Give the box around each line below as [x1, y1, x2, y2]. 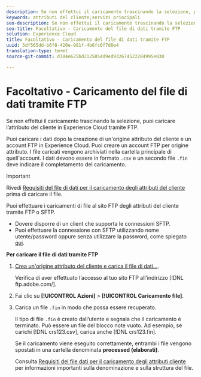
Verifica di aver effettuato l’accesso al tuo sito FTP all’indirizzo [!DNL [14, 274, 184, 281]
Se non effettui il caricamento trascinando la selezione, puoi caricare [6, 117, 175, 124]
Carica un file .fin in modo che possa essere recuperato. [14, 304, 157, 311]
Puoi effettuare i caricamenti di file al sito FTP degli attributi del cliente [6, 202, 179, 209]
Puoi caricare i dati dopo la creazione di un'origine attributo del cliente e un [6, 135, 191, 142]
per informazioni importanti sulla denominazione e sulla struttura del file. [14, 364, 194, 371]
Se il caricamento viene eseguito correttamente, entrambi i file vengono [14, 340, 192, 347]
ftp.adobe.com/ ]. [14, 280, 57, 288]
